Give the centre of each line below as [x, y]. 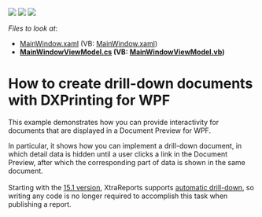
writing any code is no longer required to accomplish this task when [118, 196]
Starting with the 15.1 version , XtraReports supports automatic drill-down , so [131, 187]
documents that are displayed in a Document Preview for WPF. [109, 131]
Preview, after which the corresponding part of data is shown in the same [127, 162]
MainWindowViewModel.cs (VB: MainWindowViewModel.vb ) [122, 52]
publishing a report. [40, 204]
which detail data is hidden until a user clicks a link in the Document [118, 154]
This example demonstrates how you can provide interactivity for [114, 122]
